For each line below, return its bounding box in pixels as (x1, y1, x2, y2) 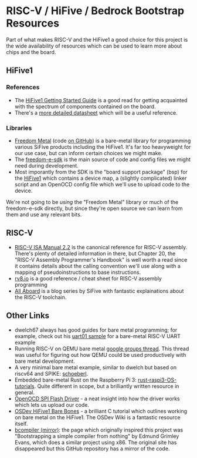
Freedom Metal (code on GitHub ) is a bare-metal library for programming (14, 137, 191, 144)
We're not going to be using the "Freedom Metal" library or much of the (6, 198, 179, 205)
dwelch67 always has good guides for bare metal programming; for (14, 326, 178, 333)
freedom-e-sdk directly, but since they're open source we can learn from (6, 205, 183, 212)
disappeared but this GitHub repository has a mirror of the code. (14, 445, 170, 452)
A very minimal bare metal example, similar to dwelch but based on (14, 363, 177, 371)
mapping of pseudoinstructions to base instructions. (14, 269, 141, 276)
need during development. (14, 162, 79, 169)
